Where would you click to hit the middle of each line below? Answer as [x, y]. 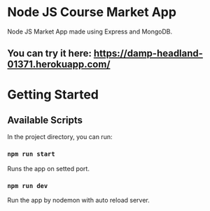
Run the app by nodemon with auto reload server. [79, 200]
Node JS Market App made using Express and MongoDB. [90, 31]
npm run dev [28, 185]
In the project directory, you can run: [60, 137]
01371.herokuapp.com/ [59, 65]
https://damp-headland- [148, 53]
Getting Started [53, 94]
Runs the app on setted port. [48, 168]
